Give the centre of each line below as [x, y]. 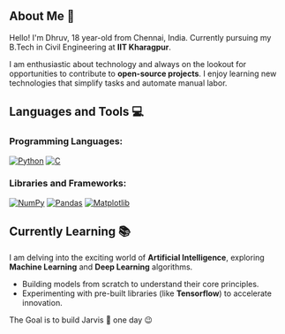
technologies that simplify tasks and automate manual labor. [118, 83]
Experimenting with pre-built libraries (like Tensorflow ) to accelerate [146, 293]
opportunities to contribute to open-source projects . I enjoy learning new [143, 73]
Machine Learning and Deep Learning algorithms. [101, 267]
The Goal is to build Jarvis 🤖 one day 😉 [81, 320]
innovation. [42, 302]
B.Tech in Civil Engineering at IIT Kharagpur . [90, 47]
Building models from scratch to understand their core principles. [140, 284]
